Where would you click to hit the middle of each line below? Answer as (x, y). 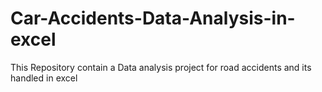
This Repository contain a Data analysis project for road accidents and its (161, 67)
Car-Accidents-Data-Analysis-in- (153, 18)
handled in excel (44, 78)
